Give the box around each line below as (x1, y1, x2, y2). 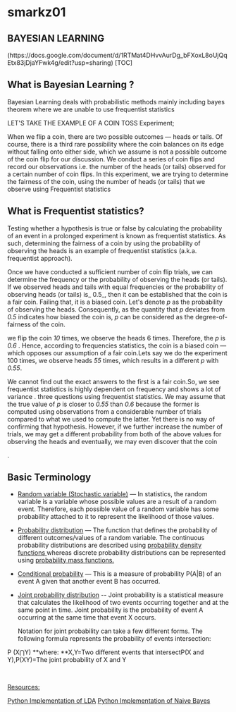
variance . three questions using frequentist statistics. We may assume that (7, 392, 225, 400)
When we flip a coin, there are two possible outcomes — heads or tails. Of (7, 132, 223, 141)
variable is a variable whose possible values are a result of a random (17, 498, 217, 506)
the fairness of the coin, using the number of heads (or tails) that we (7, 177, 206, 185)
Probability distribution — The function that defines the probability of (17, 526, 218, 534)
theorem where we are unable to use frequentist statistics (7, 105, 175, 113)
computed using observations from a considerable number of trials (7, 407, 202, 416)
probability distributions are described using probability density (17, 541, 202, 550)
